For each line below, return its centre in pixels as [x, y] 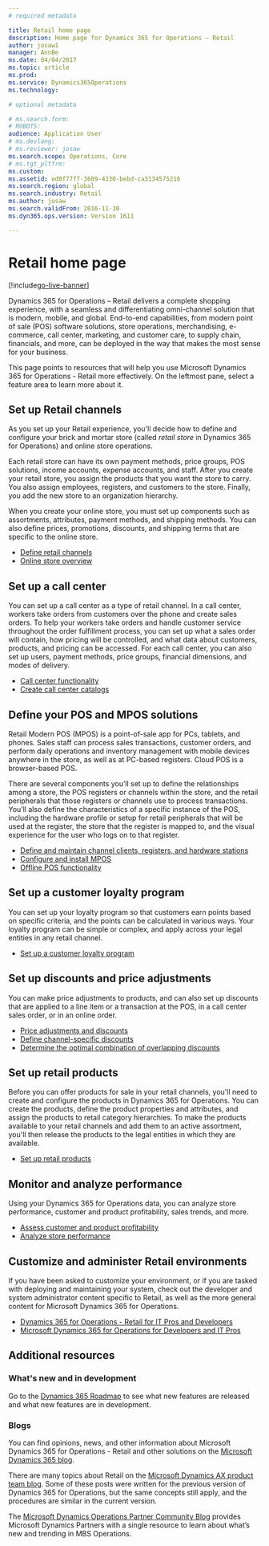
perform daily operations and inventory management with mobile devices [129, 751]
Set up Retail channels [65, 409]
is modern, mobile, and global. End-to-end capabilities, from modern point [131, 317]
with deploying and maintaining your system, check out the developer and [130, 1289]
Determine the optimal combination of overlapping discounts [120, 1047]
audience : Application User [55, 134]
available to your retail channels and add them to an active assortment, [125, 1126]
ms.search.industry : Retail [55, 194]
